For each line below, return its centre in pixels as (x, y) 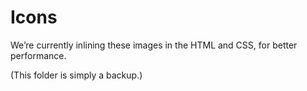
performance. (38, 55)
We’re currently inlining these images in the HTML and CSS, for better (154, 45)
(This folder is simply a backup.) (76, 75)
